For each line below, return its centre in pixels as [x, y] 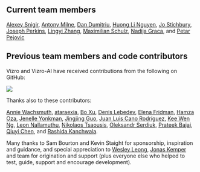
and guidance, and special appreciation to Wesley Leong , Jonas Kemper [96, 149]
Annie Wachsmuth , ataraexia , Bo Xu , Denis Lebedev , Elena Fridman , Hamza [100, 112]
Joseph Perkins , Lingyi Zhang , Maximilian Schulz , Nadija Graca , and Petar [98, 31]
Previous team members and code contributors [97, 56]
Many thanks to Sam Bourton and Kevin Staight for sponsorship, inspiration [100, 143]
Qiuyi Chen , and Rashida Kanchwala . [52, 131]
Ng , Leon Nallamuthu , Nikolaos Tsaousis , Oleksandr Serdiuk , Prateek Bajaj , [99, 125]
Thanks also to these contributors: [49, 100]
